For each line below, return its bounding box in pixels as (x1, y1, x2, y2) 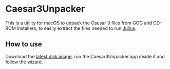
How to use (5, 40, 42, 49)
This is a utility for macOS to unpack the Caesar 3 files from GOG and (5, 20, 153, 26)
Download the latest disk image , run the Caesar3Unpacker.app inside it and (5, 53, 165, 59)
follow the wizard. (5, 59, 43, 65)
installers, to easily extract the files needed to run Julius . (17, 25, 137, 31)
